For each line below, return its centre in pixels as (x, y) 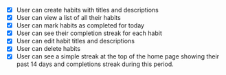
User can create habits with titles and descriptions (88, 10)
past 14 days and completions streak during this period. (95, 64)
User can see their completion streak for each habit (89, 33)
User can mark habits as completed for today (80, 25)
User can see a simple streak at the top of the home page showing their (118, 56)
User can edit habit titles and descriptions (76, 41)
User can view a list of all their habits (68, 18)
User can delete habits (48, 49)
